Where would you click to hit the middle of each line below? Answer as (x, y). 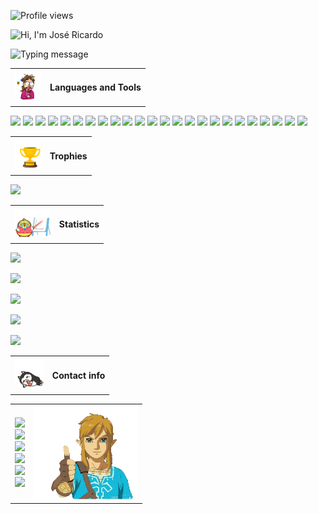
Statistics (79, 224)
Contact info (78, 375)
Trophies (68, 156)
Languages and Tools (95, 87)
